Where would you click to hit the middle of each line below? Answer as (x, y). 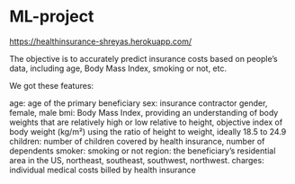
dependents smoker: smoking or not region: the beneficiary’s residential (143, 151)
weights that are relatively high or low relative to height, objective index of (146, 122)
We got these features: (52, 85)
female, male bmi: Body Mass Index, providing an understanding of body (144, 112)
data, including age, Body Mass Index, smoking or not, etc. (118, 68)
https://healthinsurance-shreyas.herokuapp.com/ (101, 41)
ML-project (52, 17)
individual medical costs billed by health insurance (103, 170)
